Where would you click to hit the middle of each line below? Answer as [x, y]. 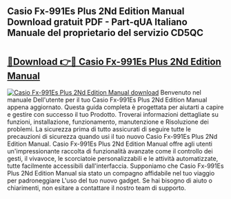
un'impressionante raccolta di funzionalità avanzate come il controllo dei [110, 151]
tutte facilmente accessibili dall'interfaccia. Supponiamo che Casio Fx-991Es [115, 166]
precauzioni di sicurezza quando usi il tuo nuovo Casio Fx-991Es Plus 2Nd [112, 136]
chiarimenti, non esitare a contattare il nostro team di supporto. [97, 188]
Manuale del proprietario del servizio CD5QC [106, 33]
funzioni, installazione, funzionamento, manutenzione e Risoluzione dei [108, 122]
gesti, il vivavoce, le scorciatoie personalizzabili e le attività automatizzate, [113, 159]
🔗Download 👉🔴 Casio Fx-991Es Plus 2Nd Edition [114, 61]
